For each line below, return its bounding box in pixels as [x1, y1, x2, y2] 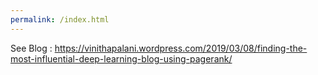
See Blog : [10, 42, 53, 54]
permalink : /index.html [10, 14, 110, 25]
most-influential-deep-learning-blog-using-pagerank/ [10, 52, 233, 65]
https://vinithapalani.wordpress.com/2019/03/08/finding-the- [54, 42, 308, 54]
